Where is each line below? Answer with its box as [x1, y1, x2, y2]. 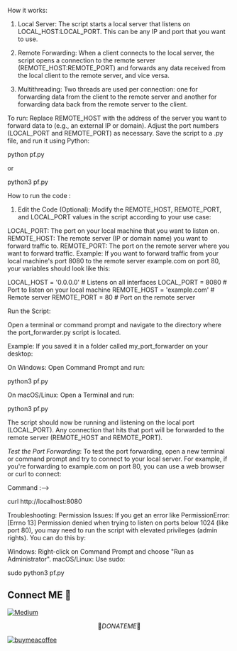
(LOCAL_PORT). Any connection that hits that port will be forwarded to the [7, 426, 225, 434]
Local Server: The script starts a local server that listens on [17, 20, 191, 28]
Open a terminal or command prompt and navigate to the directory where [7, 321, 222, 329]
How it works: [7, 6, 48, 14]
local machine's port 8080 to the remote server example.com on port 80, [7, 257, 221, 265]
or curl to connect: [7, 470, 62, 478]
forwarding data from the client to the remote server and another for [17, 92, 217, 101]
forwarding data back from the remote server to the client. [17, 100, 188, 109]
